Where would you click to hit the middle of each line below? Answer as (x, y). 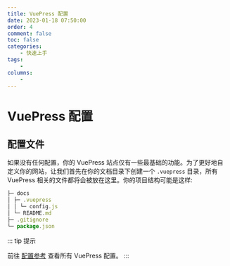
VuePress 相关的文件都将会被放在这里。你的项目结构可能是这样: (100, 180)
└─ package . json (31, 226)
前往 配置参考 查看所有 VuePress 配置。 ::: (68, 255)
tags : (15, 60)
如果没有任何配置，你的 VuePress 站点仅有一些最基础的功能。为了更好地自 (115, 163)
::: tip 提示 (22, 241)
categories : (25, 46)
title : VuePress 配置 (38, 14)
